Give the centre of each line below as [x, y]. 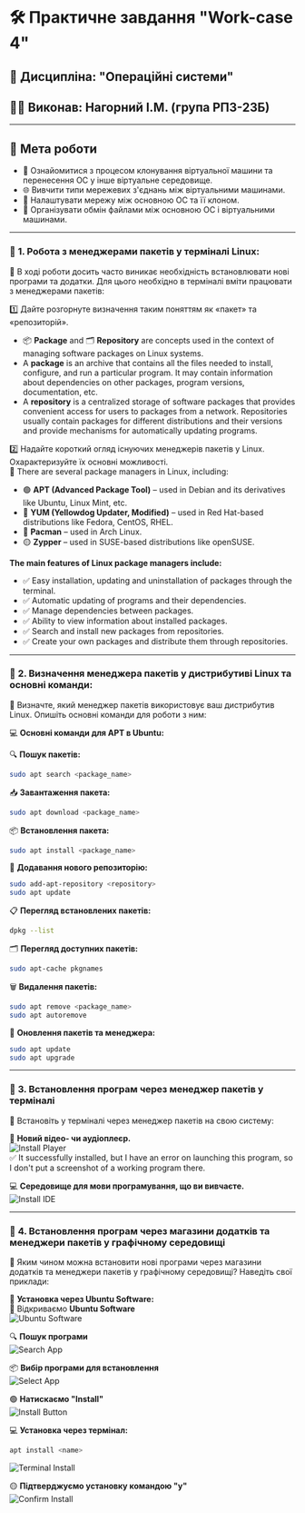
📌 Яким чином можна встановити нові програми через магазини [135, 1262]
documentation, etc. [60, 392]
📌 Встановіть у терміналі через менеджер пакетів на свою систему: [142, 1120]
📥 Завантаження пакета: [60, 792]
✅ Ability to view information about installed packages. [125, 621]
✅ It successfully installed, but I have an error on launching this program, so [151, 1157]
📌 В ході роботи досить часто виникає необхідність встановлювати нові [149, 271]
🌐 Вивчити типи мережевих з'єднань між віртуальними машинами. [154, 190]
